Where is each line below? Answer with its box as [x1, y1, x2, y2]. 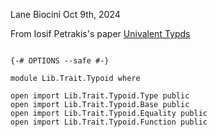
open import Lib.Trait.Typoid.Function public [10, 117, 208, 127]
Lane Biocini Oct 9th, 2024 [10, 9, 121, 20]
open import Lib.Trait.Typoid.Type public [10, 91, 190, 101]
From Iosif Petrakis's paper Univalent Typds [10, 28, 191, 39]
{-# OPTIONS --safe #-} [10, 56, 110, 66]
